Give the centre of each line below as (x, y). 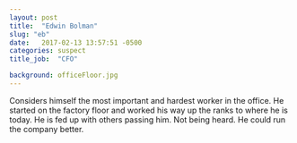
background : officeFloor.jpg (64, 76)
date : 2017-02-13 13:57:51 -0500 (76, 42)
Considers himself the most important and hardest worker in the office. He (147, 100)
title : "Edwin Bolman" (54, 26)
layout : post (34, 17)
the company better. (47, 129)
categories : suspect (48, 51)
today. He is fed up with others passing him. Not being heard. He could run (148, 119)
